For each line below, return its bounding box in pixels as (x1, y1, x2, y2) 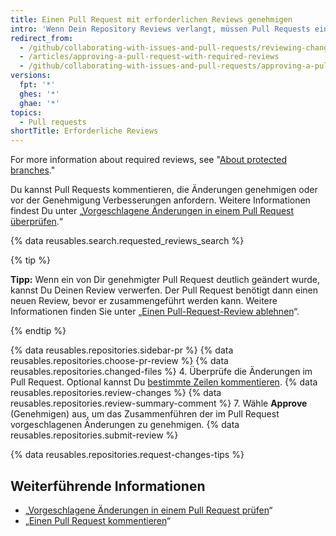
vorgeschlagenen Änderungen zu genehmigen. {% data (10, 419, 240, 431)
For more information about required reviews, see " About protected (10, 154, 288, 166)
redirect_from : (10, 33, 74, 43)
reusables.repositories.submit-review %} (10, 429, 179, 441)
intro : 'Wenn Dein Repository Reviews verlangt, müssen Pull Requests (10, 24, 311, 34)
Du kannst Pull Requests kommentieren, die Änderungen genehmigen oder (10, 184, 318, 196)
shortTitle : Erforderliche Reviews (10, 126, 159, 136)
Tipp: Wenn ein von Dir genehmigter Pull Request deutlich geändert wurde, (10, 274, 321, 286)
